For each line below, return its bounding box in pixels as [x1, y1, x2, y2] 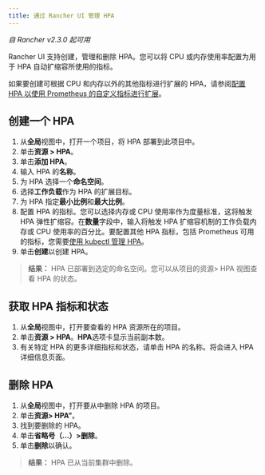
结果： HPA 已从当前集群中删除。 [27, 457, 137, 468]
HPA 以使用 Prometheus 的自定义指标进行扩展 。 [8, 89, 166, 98]
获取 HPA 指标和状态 [8, 299, 109, 313]
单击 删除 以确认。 [19, 441, 77, 450]
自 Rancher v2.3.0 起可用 [8, 34, 90, 44]
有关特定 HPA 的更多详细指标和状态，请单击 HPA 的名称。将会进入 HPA [19, 342, 254, 352]
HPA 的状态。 [37, 273, 81, 284]
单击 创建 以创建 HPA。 [19, 247, 93, 257]
